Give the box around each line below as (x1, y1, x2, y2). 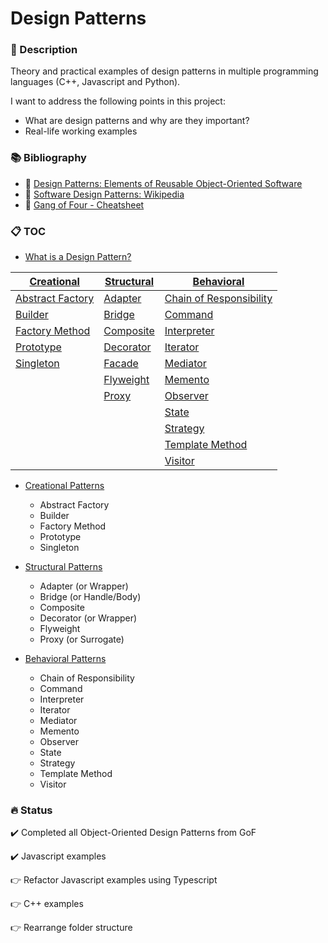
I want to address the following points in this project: (10, 95, 226, 107)
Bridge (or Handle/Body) (39, 591, 142, 603)
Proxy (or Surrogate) (39, 633, 125, 646)
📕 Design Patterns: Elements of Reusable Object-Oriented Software (24, 177, 303, 189)
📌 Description (10, 43, 78, 57)
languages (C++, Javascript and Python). (10, 76, 181, 88)
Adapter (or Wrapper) (39, 580, 129, 592)
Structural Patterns (24, 561, 103, 573)
